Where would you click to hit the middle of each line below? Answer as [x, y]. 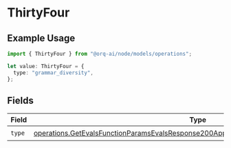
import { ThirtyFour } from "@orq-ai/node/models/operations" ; [100, 54]
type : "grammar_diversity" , [54, 73]
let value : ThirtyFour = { [46, 66]
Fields [21, 100]
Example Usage [41, 38]
